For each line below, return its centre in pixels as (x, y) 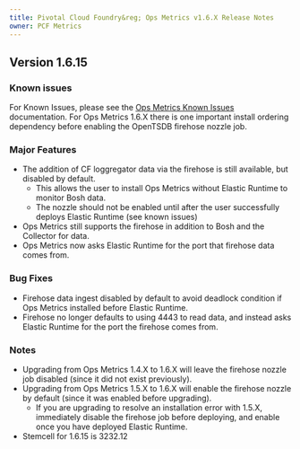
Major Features (43, 150)
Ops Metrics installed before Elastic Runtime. (105, 307)
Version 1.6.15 (48, 62)
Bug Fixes (31, 278)
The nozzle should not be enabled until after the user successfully (158, 207)
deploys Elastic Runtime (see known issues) (117, 217)
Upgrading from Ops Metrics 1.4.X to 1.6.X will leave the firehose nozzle (154, 370)
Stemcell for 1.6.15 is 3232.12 (75, 436)
